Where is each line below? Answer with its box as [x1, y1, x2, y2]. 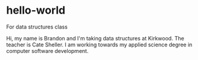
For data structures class [6, 23, 68, 30]
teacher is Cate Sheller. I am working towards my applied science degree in [6, 41, 193, 48]
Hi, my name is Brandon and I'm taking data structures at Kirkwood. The [6, 34, 185, 42]
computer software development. [6, 47, 89, 54]
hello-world [6, 4, 66, 17]
